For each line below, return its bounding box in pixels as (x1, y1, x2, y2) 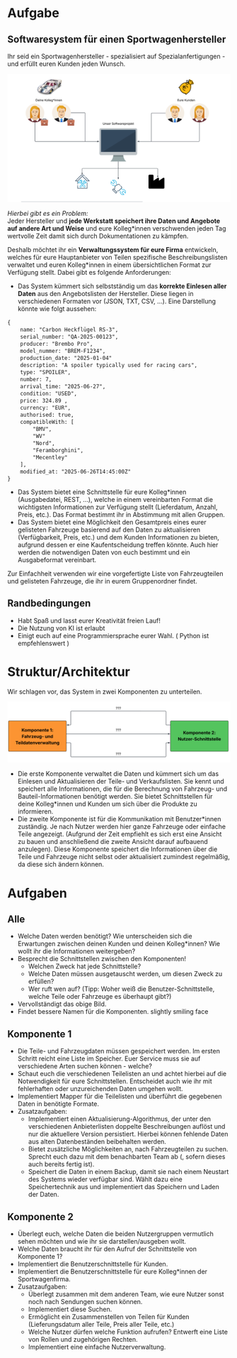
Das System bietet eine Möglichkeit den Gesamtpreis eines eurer (17, 518, 207, 526)
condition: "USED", (20, 390, 78, 397)
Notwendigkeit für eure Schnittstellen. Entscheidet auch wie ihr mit (17, 1077, 212, 1085)
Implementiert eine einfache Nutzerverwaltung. (28, 1343, 166, 1352)
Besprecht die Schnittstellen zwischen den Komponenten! (17, 955, 186, 963)
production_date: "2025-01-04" (20, 354, 112, 361)
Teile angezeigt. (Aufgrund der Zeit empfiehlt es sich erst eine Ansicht (17, 830, 222, 838)
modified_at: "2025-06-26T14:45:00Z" (20, 468, 132, 475)
